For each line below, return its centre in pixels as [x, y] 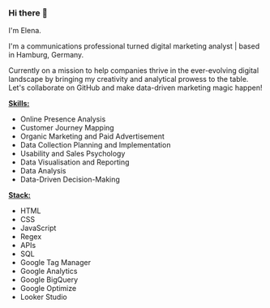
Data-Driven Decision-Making [70, 180]
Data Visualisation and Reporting [75, 162]
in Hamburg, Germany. [46, 55]
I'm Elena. [25, 31]
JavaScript [38, 228]
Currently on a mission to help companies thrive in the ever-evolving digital [134, 71]
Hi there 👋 [28, 13]
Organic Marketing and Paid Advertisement [92, 136]
